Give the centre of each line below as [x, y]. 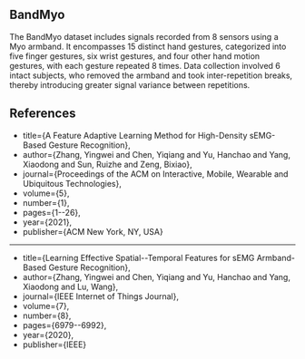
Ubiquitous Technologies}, [72, 183]
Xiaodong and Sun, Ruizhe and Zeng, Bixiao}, [107, 164]
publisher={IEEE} [54, 344]
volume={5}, [46, 193]
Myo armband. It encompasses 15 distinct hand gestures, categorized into [148, 46]
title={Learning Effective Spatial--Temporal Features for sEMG [138, 257]
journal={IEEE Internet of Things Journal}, [101, 296]
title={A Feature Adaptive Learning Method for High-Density [135, 135]
